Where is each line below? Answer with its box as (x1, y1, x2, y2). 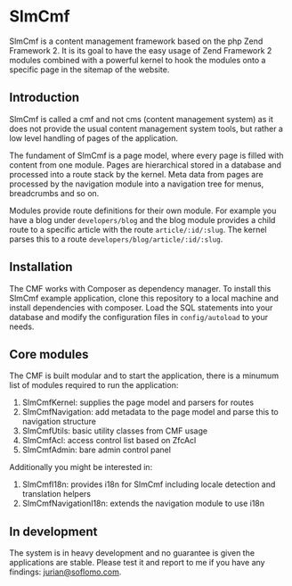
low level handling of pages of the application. (9, 132, 178, 144)
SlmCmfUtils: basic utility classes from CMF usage (21, 425, 207, 436)
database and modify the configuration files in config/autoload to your (9, 311, 269, 322)
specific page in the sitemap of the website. (9, 64, 170, 75)
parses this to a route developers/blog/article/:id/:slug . (9, 234, 223, 244)
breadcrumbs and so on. (9, 187, 100, 198)
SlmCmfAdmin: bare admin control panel (21, 444, 172, 456)
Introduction (9, 90, 80, 105)
